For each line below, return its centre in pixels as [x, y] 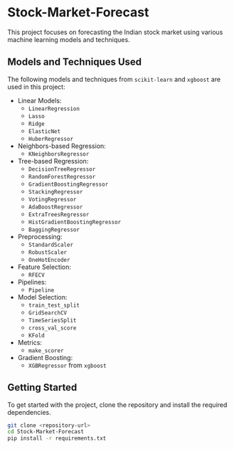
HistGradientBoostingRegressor [75, 222]
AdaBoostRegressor [55, 207]
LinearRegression [54, 109]
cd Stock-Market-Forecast [46, 432]
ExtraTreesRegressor [59, 214]
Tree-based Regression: [53, 161]
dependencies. [29, 412]
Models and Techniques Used [75, 62]
